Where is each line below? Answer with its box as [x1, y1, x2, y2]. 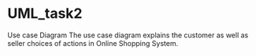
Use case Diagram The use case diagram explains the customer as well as [7, 30, 249, 40]
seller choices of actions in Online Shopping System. [7, 38, 179, 47]
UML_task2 [7, 5, 83, 23]
